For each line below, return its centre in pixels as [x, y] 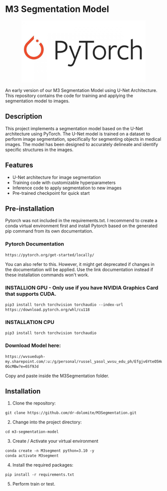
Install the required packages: [43, 465]
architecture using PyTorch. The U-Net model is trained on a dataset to [78, 134]
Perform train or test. [34, 484]
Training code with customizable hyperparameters [64, 182]
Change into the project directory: [47, 422]
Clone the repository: [34, 403]
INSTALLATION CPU [30, 322]
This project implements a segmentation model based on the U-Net [74, 128]
